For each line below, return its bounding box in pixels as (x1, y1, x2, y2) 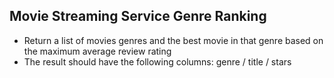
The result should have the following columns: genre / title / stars (23, 55, 292, 68)
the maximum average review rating (23, 45, 172, 57)
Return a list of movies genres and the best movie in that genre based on (23, 34, 324, 46)
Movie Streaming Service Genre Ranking (9, 8, 267, 25)
